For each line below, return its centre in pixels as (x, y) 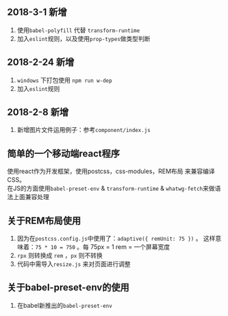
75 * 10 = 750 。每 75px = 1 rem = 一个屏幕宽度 (103, 247)
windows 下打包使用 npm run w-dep (64, 80)
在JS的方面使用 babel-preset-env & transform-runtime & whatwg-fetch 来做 (111, 188)
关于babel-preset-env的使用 (68, 288)
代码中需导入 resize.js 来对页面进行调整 (74, 264)
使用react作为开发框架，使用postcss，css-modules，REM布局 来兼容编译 (111, 171)
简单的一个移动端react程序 (63, 154)
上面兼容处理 (31, 197)
